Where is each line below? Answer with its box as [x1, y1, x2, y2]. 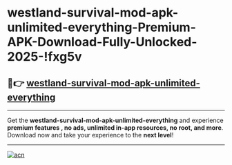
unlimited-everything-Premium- [7, 19, 197, 35]
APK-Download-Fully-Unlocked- [7, 35, 197, 50]
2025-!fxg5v [7, 49, 82, 65]
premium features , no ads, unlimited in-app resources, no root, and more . [7, 124, 224, 132]
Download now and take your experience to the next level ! [7, 131, 174, 139]
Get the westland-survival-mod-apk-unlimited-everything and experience [7, 116, 224, 124]
